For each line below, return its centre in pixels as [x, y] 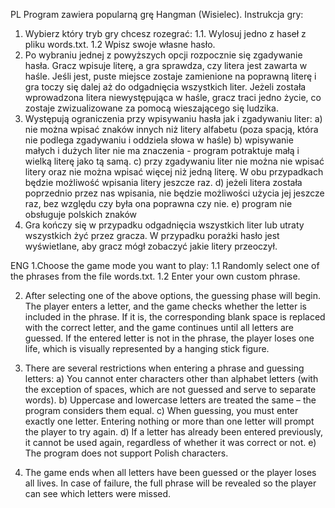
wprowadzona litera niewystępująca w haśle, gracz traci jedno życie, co [173, 97]
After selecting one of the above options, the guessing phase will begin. [173, 295]
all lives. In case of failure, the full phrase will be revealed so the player [170, 483]
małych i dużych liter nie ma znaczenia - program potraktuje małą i [162, 150]
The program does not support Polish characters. [126, 453]
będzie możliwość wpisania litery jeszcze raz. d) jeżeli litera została [163, 182]
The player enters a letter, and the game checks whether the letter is [166, 306]
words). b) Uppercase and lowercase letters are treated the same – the [170, 400]
